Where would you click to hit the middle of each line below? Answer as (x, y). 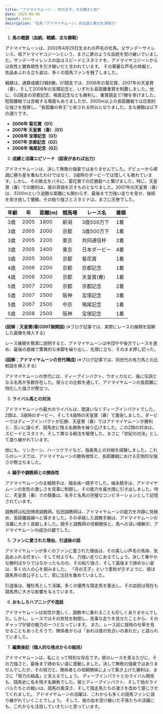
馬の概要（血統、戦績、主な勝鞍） (46, 38)
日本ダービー (97, 250)
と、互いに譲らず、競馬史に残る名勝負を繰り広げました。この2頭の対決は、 (81, 427)
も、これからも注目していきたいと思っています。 (54, 707)
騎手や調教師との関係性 (36, 473)
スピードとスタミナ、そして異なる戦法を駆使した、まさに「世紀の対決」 (77, 434)
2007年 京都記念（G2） (36, 142)
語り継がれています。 (30, 440)
